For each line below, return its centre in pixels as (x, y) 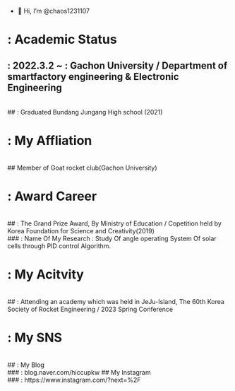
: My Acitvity (46, 275)
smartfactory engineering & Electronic (93, 77)
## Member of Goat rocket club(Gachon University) (82, 168)
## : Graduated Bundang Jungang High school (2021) (85, 112)
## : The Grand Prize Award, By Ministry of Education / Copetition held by (115, 223)
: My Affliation (50, 141)
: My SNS (35, 338)
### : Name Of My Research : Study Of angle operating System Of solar (112, 238)
